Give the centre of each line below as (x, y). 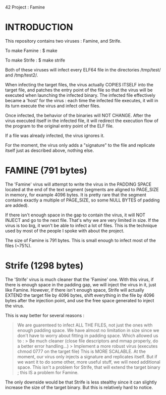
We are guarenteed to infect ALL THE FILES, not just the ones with (85, 325)
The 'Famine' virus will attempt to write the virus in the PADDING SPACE (78, 184)
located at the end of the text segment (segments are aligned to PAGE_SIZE (82, 189)
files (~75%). (18, 246)
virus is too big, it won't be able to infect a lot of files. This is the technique (81, 225)
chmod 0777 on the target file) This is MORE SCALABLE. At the (82, 351)
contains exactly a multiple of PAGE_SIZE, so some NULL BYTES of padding (83, 200)
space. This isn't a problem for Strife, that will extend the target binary (89, 367)
